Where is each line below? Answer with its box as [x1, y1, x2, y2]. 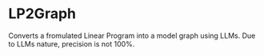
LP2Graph [8, 5, 76, 23]
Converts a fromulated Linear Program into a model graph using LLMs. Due [8, 31, 256, 40]
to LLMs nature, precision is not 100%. [8, 39, 135, 48]
